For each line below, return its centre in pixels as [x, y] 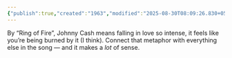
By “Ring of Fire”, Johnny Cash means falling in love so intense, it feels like [113, 33]
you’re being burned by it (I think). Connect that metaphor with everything [112, 40]
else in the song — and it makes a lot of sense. [74, 47]
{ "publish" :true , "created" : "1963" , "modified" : [75, 13]
